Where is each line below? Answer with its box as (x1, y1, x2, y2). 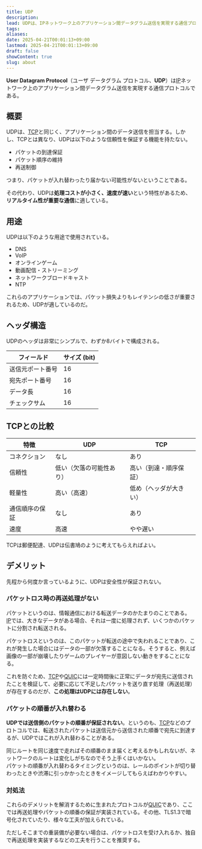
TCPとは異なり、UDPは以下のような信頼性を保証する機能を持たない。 (16, 136, 191, 143)
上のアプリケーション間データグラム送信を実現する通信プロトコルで (26, 84, 196, 91)
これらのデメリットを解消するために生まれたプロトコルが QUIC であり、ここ (6, 801, 194, 809)
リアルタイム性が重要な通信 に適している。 (6, 197, 112, 204)
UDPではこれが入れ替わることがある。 (22, 734, 118, 742)
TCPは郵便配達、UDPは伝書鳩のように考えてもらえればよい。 (6, 541, 159, 549)
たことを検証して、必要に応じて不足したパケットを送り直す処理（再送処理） (6, 680, 195, 687)
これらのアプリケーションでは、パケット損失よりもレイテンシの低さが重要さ (6, 293, 196, 300)
